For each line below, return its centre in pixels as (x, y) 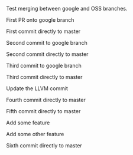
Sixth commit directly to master (44, 146)
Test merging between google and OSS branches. (67, 9)
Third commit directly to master (44, 77)
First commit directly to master (43, 31)
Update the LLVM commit (37, 88)
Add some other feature (35, 134)
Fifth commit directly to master (43, 111)
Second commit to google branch (47, 43)
